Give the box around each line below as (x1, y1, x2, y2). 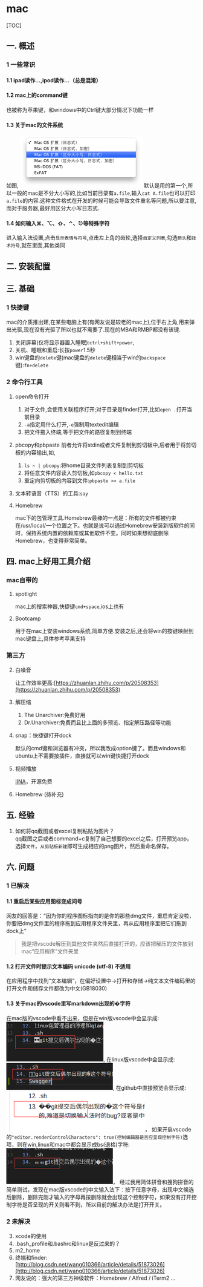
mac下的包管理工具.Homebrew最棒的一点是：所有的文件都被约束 (14, 514, 177, 522)
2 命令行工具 (6, 378, 43, 386)
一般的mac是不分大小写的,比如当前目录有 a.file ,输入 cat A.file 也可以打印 (11, 189, 196, 197)
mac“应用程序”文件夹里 (21, 948, 79, 955)
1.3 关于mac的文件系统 (6, 121, 63, 128)
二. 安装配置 (6, 261, 51, 271)
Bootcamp (14, 615, 41, 622)
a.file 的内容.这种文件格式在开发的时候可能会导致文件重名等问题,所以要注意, (6, 197, 197, 205)
